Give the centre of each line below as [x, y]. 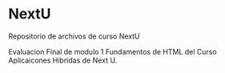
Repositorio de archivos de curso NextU [74, 36]
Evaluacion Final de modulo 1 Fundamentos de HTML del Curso [113, 51]
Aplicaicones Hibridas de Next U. [63, 60]
